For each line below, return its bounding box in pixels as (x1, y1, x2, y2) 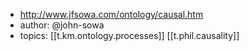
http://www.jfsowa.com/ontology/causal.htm (19, 9, 204, 20)
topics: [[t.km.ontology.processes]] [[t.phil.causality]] (19, 30, 240, 41)
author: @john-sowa (19, 19, 105, 31)
